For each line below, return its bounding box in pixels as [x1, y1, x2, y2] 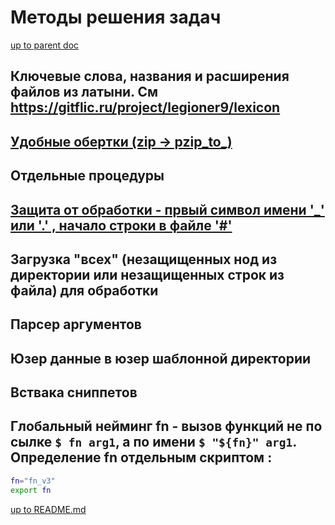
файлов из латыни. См [10, 84, 159, 101]
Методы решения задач [10, 6, 222, 29]
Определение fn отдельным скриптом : [10, 449, 273, 466]
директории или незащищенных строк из [10, 266, 285, 283]
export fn [10, 485, 52, 495]
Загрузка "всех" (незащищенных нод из [10, 251, 278, 268]
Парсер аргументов [10, 316, 142, 333]
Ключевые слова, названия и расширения [10, 68, 290, 85]
